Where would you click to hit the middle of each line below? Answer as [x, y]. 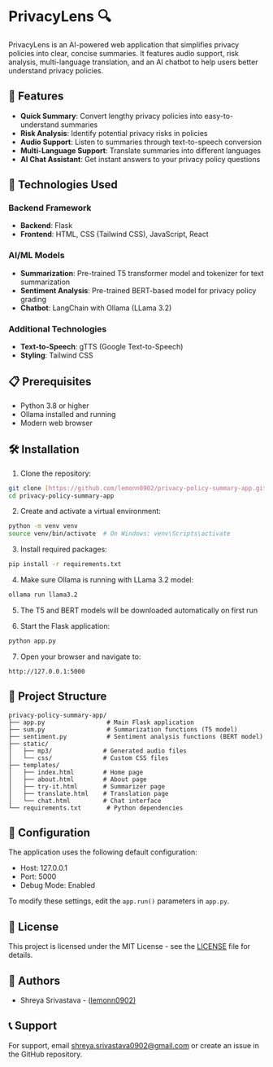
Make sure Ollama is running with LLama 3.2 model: [107, 580]
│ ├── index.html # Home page [76, 772]
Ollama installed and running [68, 414]
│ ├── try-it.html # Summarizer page [87, 786]
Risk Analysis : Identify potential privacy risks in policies [114, 133]
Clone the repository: [56, 473]
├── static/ [28, 744]
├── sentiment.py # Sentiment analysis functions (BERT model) [136, 736]
